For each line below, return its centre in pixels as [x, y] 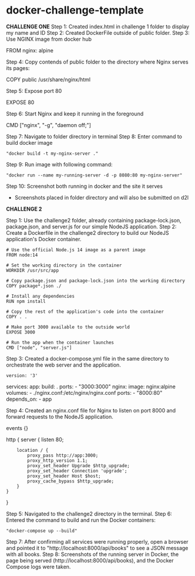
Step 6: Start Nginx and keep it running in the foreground [75, 114]
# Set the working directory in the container [64, 265]
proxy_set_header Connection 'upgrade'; [77, 471]
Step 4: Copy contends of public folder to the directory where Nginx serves [97, 62]
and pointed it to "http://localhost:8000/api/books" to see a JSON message [97, 548]
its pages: [18, 68]
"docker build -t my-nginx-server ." [52, 154]
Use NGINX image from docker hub [49, 39]
